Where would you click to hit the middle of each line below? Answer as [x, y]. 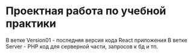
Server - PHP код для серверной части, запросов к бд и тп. [82, 46]
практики [31, 24]
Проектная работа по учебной [86, 11]
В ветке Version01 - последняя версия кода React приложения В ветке [96, 40]
